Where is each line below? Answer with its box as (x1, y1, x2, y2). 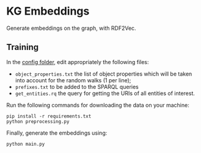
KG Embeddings (6, 4, 90, 18)
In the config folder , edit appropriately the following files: (6, 58, 149, 65)
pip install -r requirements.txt (6, 113, 92, 119)
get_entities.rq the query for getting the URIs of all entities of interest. (15, 90, 196, 97)
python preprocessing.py (6, 118, 70, 124)
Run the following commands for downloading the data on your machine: (6, 101, 189, 109)
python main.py (6, 141, 45, 147)
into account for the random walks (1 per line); (15, 76, 131, 84)
